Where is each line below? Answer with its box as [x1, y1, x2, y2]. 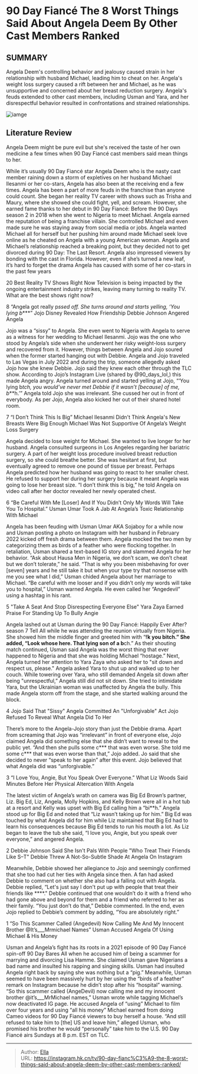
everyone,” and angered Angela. [6, 835, 85, 842]
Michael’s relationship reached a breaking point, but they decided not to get [6, 243, 190, 250]
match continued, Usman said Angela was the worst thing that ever [6, 646, 169, 653]
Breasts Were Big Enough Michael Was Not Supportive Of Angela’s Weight [6, 419, 186, 427]
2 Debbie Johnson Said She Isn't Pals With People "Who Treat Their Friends [6, 847, 190, 854]
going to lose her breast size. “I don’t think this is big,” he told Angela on [6, 481, 181, 488]
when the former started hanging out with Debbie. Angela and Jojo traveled [6, 352, 190, 359]
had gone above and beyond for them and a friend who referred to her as [6, 895, 184, 903]
